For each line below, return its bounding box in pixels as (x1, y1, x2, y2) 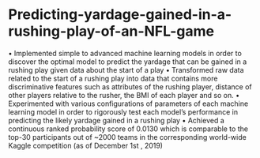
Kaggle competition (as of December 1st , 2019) (8, 141, 164, 150)
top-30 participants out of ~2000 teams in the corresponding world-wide (8, 132, 247, 141)
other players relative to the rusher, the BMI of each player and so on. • (8, 90, 240, 100)
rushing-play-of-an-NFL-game (8, 22, 215, 40)
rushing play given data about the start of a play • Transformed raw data (8, 65, 244, 74)
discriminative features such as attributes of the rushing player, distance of (8, 81, 253, 92)
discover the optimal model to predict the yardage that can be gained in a (8, 57, 247, 66)
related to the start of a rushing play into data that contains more (8, 73, 218, 83)
